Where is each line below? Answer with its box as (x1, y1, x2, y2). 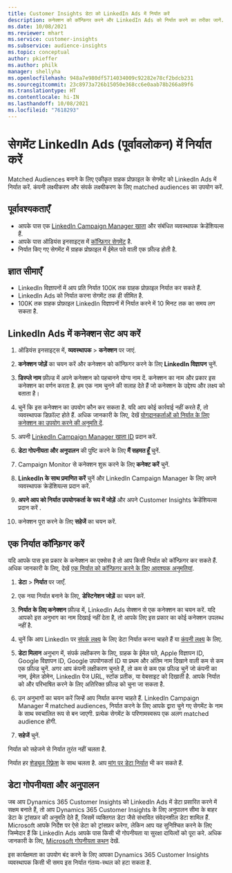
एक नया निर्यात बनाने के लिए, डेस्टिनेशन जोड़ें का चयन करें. (17, 591, 146, 600)
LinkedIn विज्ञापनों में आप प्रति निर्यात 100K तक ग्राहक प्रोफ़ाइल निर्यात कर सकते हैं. (17, 284, 202, 292)
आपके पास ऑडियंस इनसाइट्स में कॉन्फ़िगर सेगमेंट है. (17, 237, 133, 246)
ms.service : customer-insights (8, 36, 98, 43)
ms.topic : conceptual (8, 49, 70, 56)
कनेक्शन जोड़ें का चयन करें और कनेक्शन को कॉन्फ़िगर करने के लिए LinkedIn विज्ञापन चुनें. (17, 360, 218, 368)
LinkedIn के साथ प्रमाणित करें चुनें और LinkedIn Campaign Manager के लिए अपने (17, 474, 217, 483)
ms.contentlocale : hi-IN (8, 94, 79, 101)
